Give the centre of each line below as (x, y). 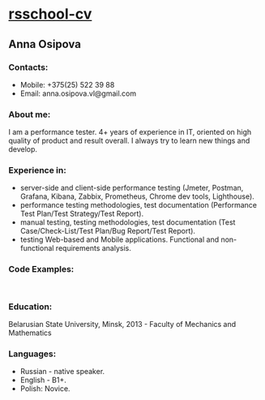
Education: (30, 307)
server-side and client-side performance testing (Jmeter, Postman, (132, 188)
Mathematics (30, 333)
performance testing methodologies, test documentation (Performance (139, 205)
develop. (23, 149)
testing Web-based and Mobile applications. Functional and (120, 239)
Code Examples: (41, 269)
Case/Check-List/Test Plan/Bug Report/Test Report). (108, 231)
